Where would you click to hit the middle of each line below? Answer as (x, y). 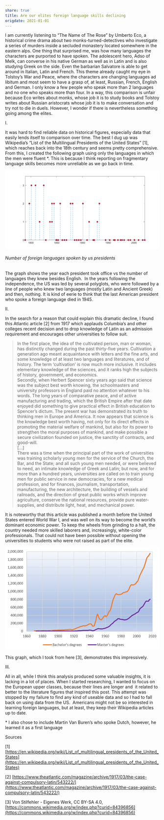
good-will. (27, 443)
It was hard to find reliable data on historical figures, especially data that (78, 132)
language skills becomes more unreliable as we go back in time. (70, 164)
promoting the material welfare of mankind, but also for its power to (85, 427)
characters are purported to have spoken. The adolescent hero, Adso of (78, 56)
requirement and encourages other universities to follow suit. (67, 334)
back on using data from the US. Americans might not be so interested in (79, 702)
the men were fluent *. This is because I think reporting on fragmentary (77, 158)
